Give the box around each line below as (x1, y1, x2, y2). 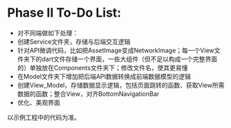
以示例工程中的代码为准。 (7, 113, 80, 121)
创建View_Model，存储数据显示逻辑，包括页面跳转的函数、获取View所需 (17, 81, 225, 89)
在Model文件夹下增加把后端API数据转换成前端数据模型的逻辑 (17, 72, 191, 81)
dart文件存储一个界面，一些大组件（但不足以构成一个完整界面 (41, 54, 218, 63)
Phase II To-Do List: (7, 5, 121, 21)
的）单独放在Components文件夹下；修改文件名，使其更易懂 (17, 63, 189, 72)
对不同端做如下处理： (17, 29, 78, 37)
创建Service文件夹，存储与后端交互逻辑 (17, 37, 130, 46)
